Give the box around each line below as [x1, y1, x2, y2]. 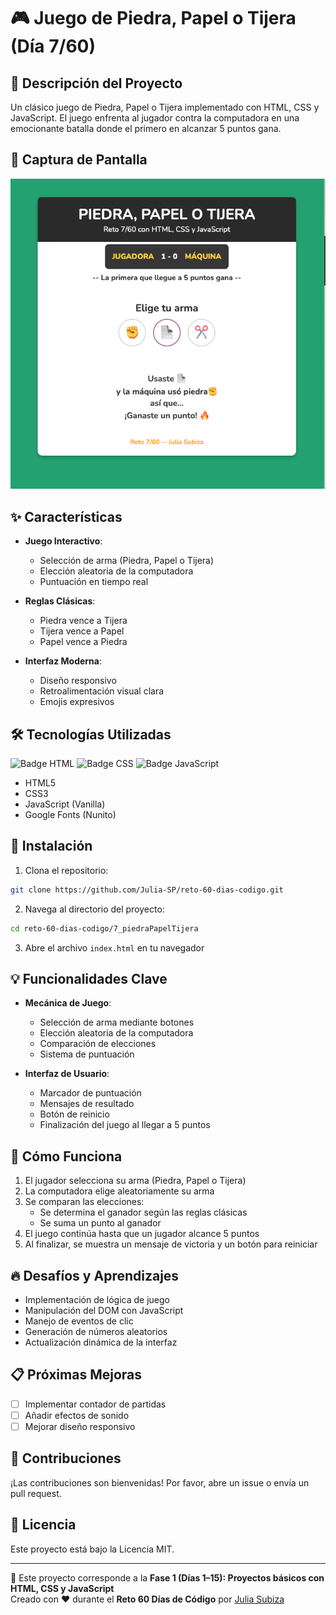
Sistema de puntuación [39, 1048, 135, 1060]
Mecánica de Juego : [24, 997, 112, 1009]
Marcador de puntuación [39, 1087, 142, 1099]
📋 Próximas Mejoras [10, 1366, 142, 1384]
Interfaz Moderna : [24, 655, 102, 667]
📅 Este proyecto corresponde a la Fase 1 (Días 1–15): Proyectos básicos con [10, 1571, 325, 1584]
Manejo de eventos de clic [24, 1315, 134, 1327]
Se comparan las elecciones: [24, 1196, 145, 1208]
